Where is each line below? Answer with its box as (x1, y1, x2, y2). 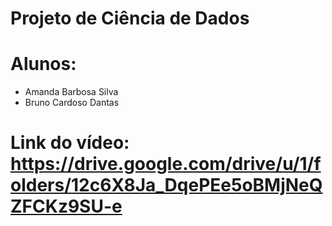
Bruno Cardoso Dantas (24, 97, 120, 109)
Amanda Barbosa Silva (24, 86, 119, 98)
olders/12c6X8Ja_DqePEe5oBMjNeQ (10, 174, 323, 197)
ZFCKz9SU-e (10, 195, 123, 218)
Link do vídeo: (10, 132, 130, 154)
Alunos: (10, 53, 77, 76)
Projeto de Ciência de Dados (10, 7, 250, 30)
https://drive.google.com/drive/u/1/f (10, 153, 322, 176)
